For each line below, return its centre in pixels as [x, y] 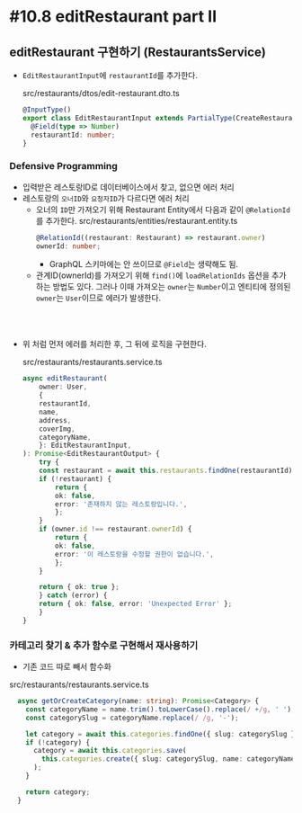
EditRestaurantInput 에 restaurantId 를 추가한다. [110, 75]
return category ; [58, 792]
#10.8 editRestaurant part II [113, 17]
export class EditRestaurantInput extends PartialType [127, 118]
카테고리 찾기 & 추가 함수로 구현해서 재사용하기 [104, 645]
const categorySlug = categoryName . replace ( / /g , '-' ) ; [133, 718]
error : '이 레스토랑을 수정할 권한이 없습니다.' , [134, 554]
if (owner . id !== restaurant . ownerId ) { [115, 529]
